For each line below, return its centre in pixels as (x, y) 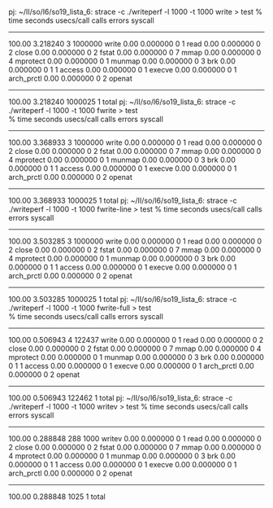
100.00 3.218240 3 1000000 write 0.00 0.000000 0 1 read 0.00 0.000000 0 (135, 44)
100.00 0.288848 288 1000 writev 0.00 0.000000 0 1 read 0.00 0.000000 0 (135, 438)
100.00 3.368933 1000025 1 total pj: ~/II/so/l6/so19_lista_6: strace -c (123, 200)
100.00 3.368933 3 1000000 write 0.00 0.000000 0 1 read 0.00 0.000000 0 (135, 142)
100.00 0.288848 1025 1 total (57, 497)
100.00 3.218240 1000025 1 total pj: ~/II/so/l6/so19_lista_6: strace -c (122, 102)
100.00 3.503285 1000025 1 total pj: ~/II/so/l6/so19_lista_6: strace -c (123, 299)
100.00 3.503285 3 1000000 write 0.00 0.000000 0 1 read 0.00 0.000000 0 (135, 241)
